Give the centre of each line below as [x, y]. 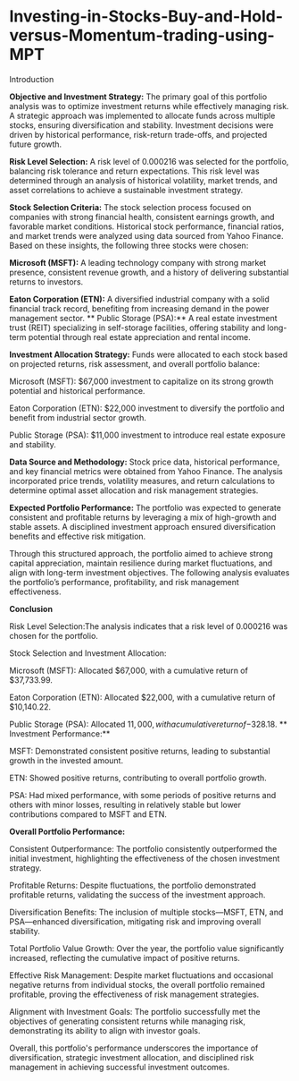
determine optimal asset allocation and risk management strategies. [134, 490]
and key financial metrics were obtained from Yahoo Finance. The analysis [146, 471]
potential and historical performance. [77, 390]
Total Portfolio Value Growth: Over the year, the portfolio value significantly [146, 948]
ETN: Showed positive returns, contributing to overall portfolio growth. [138, 778]
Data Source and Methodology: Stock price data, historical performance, [145, 462]
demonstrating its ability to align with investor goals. [105, 1030]
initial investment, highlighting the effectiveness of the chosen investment [145, 858]
